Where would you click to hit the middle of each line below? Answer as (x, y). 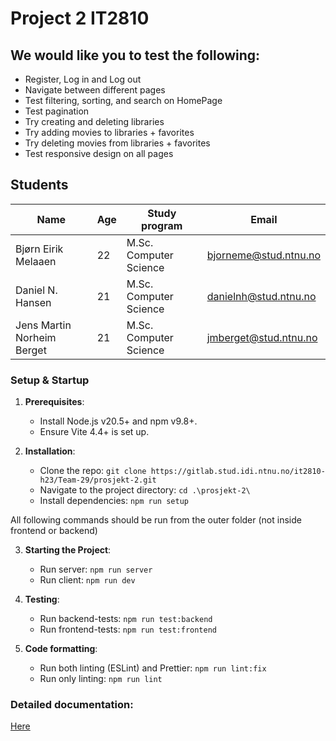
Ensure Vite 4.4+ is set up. (94, 432)
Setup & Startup (50, 380)
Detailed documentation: (72, 705)
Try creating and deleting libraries (94, 121)
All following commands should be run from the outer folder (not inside (156, 520)
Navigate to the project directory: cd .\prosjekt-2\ (145, 490)
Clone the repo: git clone (93, 471)
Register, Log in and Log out (83, 79)
